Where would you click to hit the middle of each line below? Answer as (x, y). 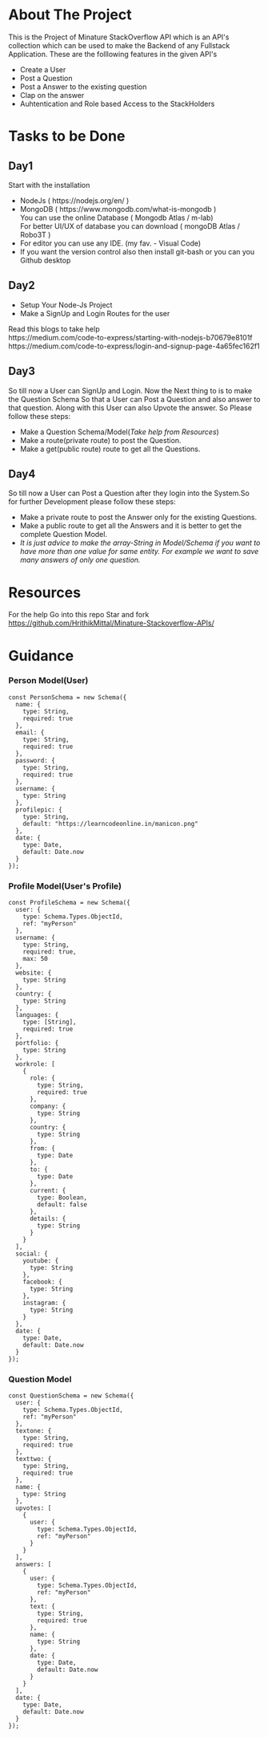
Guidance (41, 655)
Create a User (43, 69)
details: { (48, 1219)
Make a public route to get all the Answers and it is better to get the (131, 526)
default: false (62, 1205)
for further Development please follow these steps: (92, 502)
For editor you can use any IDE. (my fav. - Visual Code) (110, 243)
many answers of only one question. (80, 560)
